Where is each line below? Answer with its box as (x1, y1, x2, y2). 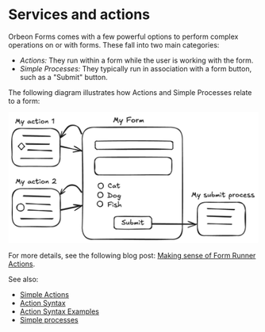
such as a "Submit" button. (19, 72, 109, 82)
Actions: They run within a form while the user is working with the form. (19, 55, 254, 65)
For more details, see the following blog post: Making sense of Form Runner (8, 250, 256, 260)
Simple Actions (19, 289, 70, 299)
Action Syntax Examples (19, 307, 99, 316)
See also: (8, 274, 39, 284)
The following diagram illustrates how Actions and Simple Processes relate (8, 87, 252, 97)
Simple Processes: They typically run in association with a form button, (19, 63, 252, 73)
